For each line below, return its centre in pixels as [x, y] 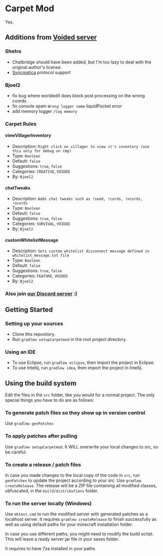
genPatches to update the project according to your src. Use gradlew [73, 481]
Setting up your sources [34, 323]
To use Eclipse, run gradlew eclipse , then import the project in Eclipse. [83, 363]
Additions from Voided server [51, 37]
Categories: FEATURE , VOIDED [40, 276]
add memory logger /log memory [45, 111]
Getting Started [29, 310]
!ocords [20, 203]
